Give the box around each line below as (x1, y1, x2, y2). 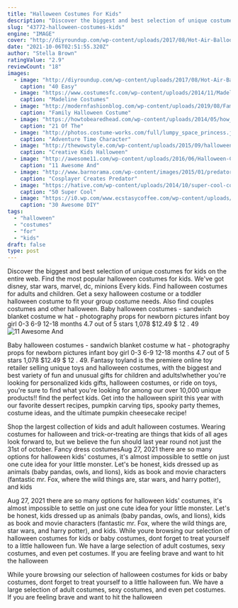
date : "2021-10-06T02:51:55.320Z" (7, 43, 110, 50)
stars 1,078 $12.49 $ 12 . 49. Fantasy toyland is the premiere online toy (7, 356, 213, 365)
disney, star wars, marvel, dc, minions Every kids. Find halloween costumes (7, 282, 228, 291)
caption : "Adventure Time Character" (20, 135, 132, 142)
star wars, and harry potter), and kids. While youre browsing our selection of (7, 527, 231, 535)
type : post (7, 247, 40, 255)
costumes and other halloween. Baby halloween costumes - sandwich (7, 305, 212, 313)
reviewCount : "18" (7, 63, 62, 70)
